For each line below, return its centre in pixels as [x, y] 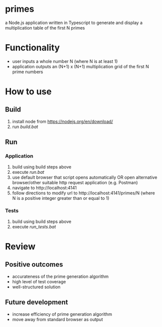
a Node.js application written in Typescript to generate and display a [74, 23]
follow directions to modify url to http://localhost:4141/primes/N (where [83, 193]
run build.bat [25, 127]
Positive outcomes [34, 264]
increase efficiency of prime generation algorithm [62, 314]
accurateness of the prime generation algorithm [60, 276]
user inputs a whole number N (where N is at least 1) [65, 61]
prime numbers [27, 72]
